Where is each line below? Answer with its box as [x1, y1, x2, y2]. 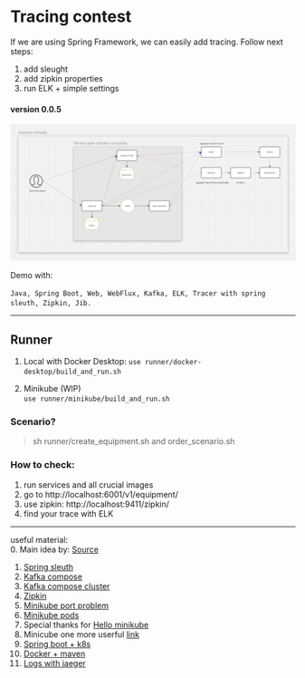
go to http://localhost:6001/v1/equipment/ [23, 489, 179, 499]
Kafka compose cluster [23, 580, 110, 591]
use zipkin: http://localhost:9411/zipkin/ [23, 499, 170, 509]
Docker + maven [23, 648, 86, 659]
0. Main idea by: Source [10, 544, 99, 555]
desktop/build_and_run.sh [23, 367, 121, 377]
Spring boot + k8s [23, 638, 91, 649]
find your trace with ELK [23, 508, 114, 518]
